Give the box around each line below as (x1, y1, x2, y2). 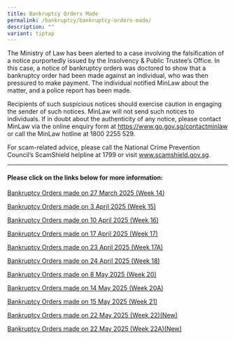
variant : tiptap (7, 29, 55, 37)
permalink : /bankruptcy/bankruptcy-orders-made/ (7, 17, 152, 24)
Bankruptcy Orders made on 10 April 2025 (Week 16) (7, 216, 159, 224)
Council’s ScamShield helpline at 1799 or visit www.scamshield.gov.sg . (7, 151, 211, 159)
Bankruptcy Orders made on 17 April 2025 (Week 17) (7, 229, 159, 238)
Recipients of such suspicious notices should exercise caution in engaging (7, 100, 222, 109)
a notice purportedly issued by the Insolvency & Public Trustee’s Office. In (7, 57, 220, 65)
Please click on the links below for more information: (7, 173, 163, 182)
